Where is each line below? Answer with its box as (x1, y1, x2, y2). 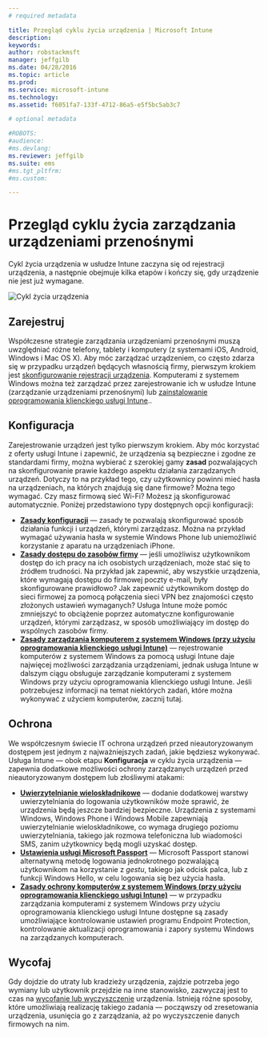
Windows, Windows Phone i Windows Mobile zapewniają (19, 814, 208, 823)
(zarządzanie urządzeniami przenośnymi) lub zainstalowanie (8, 388, 208, 396)
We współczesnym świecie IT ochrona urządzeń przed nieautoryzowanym (8, 738, 254, 748)
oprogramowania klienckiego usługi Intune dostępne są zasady (19, 906, 229, 917)
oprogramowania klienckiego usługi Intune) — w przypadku (19, 890, 222, 899)
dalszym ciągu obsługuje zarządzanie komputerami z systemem (19, 668, 232, 677)
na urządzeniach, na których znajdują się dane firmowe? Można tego (8, 482, 236, 492)
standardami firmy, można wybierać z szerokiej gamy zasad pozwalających (8, 457, 258, 467)
